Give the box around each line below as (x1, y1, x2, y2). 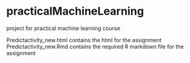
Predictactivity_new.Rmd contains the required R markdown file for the (6, 43, 184, 50)
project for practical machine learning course (6, 24, 121, 32)
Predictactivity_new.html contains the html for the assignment (6, 36, 162, 43)
